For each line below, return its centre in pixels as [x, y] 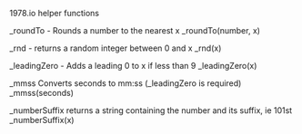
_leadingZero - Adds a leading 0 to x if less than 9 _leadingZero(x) [133, 66]
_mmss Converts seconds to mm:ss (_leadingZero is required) [126, 83]
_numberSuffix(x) [42, 120]
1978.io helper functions [55, 13]
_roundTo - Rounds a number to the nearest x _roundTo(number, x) [135, 30]
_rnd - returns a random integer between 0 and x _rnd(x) [116, 48]
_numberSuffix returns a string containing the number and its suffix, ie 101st [151, 110]
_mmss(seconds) [42, 93]
